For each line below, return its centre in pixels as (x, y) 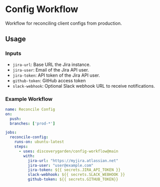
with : (29, 156)
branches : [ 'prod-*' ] (33, 123)
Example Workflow (29, 99)
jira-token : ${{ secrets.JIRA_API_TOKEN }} (74, 170)
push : (16, 119)
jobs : (11, 133)
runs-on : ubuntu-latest (39, 142)
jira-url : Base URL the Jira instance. (51, 65)
